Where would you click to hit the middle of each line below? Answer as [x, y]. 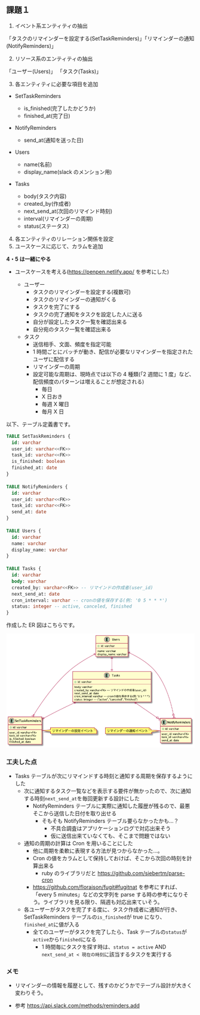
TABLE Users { [24, 531]
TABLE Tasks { [24, 569]
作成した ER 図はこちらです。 [42, 625]
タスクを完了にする [56, 307]
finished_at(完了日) [47, 115]
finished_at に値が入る [52, 925]
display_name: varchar [40, 550]
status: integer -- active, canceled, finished [72, 606]
